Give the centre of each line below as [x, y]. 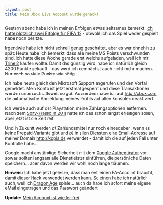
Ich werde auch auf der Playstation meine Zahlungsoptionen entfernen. [76, 108]
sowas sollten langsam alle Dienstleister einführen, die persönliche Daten [78, 158]
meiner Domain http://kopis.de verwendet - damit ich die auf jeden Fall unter [81, 138]
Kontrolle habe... [21, 143]
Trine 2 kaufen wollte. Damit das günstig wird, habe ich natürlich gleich [76, 63]
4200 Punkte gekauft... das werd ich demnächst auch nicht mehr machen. [79, 68]
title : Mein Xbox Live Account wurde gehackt [52, 14]
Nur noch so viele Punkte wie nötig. [41, 74]
